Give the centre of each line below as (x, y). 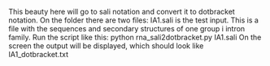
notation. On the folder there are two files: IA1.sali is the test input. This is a (133, 20)
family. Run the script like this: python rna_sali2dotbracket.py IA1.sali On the (135, 37)
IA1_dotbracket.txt (39, 54)
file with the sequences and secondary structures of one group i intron (127, 29)
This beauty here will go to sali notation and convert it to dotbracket (122, 12)
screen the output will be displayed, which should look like (106, 46)
